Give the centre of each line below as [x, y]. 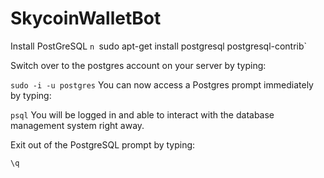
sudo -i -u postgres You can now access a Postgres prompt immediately [162, 84]
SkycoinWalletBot [86, 18]
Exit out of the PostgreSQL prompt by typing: [103, 144]
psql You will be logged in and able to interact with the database [142, 114]
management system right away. [77, 125]
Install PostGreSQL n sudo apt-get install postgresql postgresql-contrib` [159, 46]
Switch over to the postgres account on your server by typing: [138, 65]
